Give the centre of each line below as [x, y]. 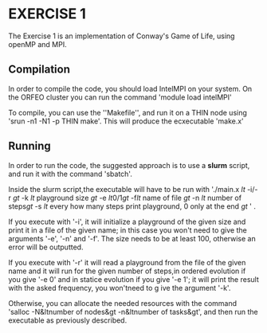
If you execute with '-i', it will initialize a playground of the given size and [127, 221]
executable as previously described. [68, 320]
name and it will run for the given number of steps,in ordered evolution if [127, 271]
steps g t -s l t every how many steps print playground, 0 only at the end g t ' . [132, 206]
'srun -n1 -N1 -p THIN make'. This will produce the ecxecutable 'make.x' [126, 121]
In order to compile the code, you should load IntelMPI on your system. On [130, 88]
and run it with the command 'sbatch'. [71, 174]
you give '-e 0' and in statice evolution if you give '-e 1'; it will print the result [133, 279]
